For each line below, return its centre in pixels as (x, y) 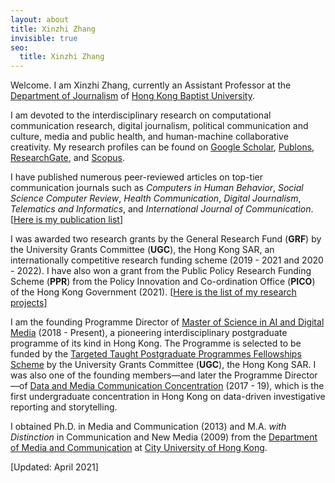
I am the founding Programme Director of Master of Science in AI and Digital (167, 322)
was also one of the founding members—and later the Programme (146, 375)
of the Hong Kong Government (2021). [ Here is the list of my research (153, 292)
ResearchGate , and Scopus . (68, 158)
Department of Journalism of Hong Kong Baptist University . (132, 96)
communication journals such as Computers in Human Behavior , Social (157, 188)
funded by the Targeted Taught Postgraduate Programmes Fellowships (156, 354)
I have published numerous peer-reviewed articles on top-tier (136, 177)
